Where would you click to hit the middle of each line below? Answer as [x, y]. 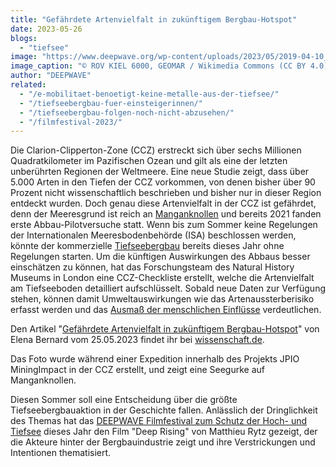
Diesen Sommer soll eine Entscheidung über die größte [124, 400]
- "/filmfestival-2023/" [71, 122]
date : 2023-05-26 [46, 29]
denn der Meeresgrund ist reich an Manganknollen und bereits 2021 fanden [166, 214]
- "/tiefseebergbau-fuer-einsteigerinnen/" [111, 103]
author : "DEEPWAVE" [51, 76]
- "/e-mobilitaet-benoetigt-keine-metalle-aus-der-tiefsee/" [149, 94]
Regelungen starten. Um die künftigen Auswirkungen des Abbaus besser [160, 257]
